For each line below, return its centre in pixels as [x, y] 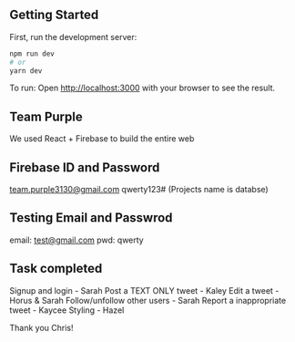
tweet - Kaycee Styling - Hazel [67, 310]
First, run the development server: [73, 36]
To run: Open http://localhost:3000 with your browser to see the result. [142, 88]
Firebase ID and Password [85, 167]
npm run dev [32, 54]
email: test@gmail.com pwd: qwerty [76, 240]
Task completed [56, 269]
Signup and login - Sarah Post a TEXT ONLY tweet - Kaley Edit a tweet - [144, 290]
